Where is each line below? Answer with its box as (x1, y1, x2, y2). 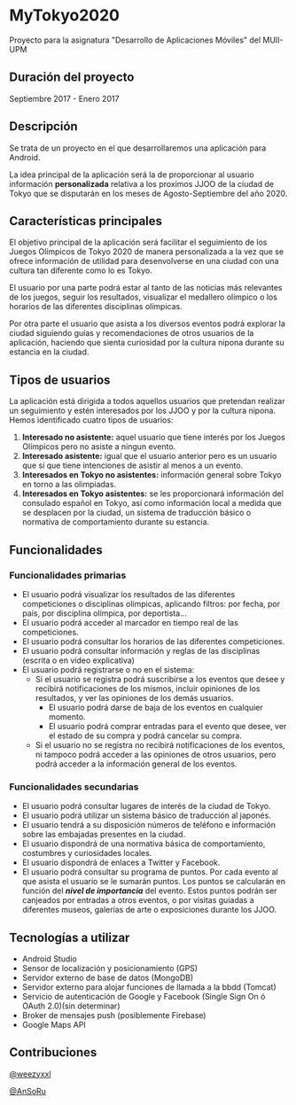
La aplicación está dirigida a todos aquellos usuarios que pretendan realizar (9, 396, 285, 407)
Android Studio (21, 953, 77, 964)
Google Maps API (21, 1019, 86, 1030)
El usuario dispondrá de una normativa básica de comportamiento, (21, 838, 266, 849)
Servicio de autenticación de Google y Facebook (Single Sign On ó (21, 991, 266, 1001)
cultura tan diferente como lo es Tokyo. (9, 265, 152, 276)
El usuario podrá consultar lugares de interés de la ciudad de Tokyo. (21, 801, 272, 812)
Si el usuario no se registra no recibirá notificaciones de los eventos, (35, 739, 285, 750)
